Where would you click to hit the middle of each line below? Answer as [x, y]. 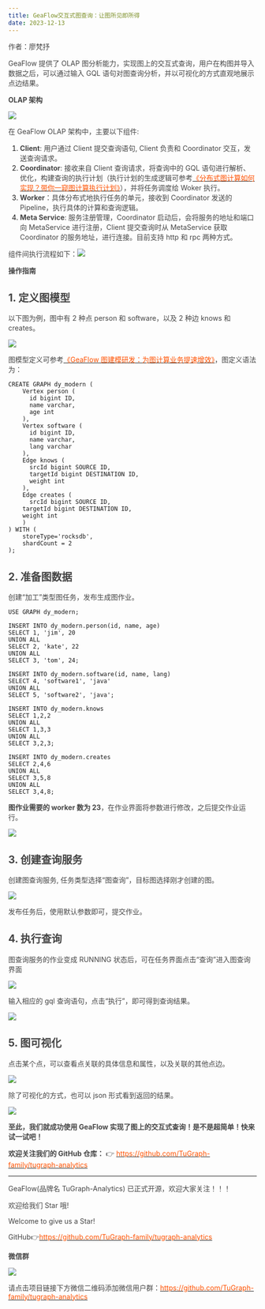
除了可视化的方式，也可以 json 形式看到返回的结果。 [93, 1095]
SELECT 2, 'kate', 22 [44, 647]
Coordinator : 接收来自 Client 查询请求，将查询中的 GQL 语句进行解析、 [135, 167]
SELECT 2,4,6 [30, 764]
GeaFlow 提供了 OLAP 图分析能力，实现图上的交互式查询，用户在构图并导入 [131, 63]
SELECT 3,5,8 [30, 778]
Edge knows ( [44, 461]
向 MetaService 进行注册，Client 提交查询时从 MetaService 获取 [123, 227]
